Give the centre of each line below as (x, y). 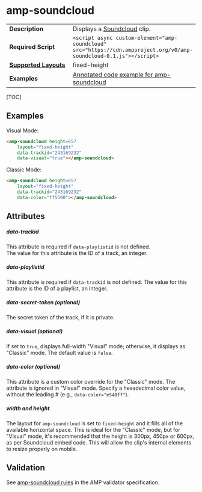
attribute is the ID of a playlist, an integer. (57, 289)
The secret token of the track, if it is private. (60, 318)
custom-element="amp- (147, 38)
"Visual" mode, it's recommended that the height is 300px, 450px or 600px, (100, 436)
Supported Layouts (37, 65)
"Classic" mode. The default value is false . (60, 353)
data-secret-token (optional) (43, 302)
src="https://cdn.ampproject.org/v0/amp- (133, 50)
